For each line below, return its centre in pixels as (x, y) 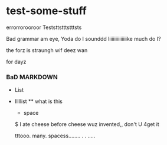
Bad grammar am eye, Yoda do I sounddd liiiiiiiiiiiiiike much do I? (83, 38)
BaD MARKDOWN (32, 77)
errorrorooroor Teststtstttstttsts (44, 27)
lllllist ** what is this (39, 101)
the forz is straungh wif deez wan (47, 50)
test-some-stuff (46, 11)
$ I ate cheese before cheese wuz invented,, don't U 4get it (87, 124)
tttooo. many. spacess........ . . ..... (55, 136)
